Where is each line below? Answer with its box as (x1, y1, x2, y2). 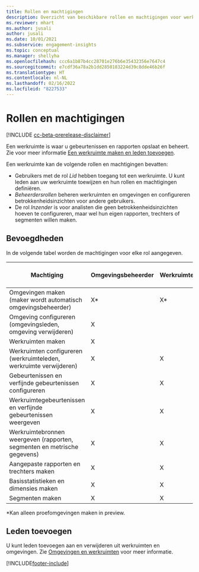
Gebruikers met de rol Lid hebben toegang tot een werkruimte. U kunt (14, 172, 185, 179)
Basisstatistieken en (9, 476, 65, 485)
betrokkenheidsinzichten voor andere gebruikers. (14, 197, 135, 204)
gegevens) (9, 450, 40, 458)
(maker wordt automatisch (9, 295, 83, 304)
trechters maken (9, 467, 55, 475)
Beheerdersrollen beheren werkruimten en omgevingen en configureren (14, 191, 191, 198)
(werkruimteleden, (9, 354, 60, 362)
